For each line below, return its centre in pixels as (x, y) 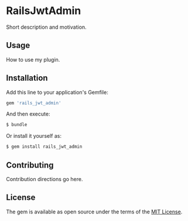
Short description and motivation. (46, 27)
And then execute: (28, 114)
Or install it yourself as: (34, 136)
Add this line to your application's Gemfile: (57, 92)
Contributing (30, 165)
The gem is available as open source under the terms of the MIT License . (94, 212)
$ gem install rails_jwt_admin (44, 147)
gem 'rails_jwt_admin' (34, 103)
